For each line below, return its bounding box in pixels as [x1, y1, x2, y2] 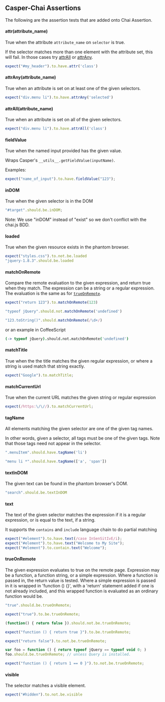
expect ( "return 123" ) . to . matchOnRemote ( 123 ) [5, 300, 98, 305]
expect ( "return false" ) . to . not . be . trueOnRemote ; [5, 638, 107, 644]
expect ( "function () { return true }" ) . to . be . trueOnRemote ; [5, 629, 132, 634]
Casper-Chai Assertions [5, 4, 81, 12]
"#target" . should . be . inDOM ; [5, 207, 63, 213]
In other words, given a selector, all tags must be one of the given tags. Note [5, 435, 160, 441]
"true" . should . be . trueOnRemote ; [5, 603, 71, 608]
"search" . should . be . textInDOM [5, 490, 67, 496]
